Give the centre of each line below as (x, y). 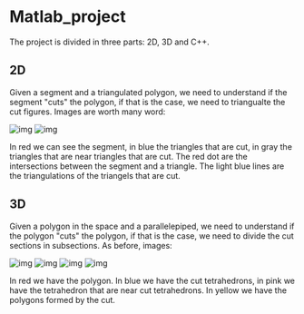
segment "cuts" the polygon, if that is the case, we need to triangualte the (147, 102)
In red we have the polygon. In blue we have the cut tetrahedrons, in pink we (152, 280)
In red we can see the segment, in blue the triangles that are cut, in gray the (151, 146)
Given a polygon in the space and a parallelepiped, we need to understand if (152, 226)
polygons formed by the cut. (63, 299)
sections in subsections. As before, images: (91, 245)
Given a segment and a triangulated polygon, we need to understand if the (148, 92)
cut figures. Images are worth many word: (88, 112)
